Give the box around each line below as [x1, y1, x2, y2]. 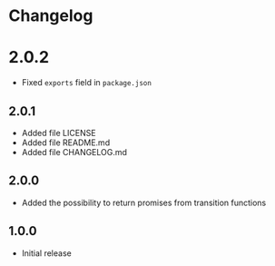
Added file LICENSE [21, 127, 96, 138]
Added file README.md [21, 137, 111, 148]
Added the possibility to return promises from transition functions [21, 197, 267, 208]
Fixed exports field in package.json [21, 77, 152, 88]
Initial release [21, 247, 72, 259]
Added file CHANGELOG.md [21, 146, 128, 157]
